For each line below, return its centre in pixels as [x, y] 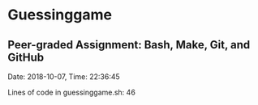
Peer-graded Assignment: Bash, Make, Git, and [129, 45]
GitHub [26, 57]
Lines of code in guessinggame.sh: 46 [71, 92]
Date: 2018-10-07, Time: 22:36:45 [64, 77]
